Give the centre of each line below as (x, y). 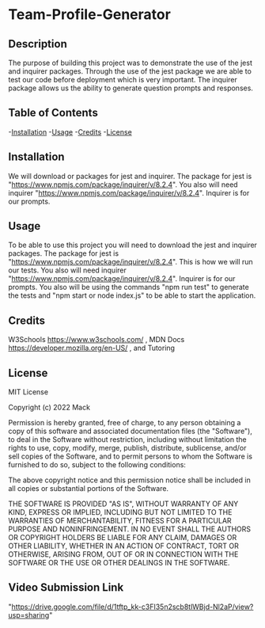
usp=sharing (29, 615)
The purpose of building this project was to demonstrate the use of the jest (131, 63)
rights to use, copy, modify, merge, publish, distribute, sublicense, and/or (127, 448)
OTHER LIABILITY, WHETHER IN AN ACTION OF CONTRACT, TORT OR (123, 546)
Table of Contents (53, 113)
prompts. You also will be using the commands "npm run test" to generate (129, 287)
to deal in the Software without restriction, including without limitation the (127, 440)
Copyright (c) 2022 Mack (49, 407)
